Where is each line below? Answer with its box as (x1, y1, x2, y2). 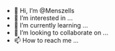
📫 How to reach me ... (13, 37, 79, 44)
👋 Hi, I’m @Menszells (13, 7, 75, 14)
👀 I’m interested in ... (13, 14, 73, 22)
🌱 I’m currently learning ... (13, 21, 89, 29)
